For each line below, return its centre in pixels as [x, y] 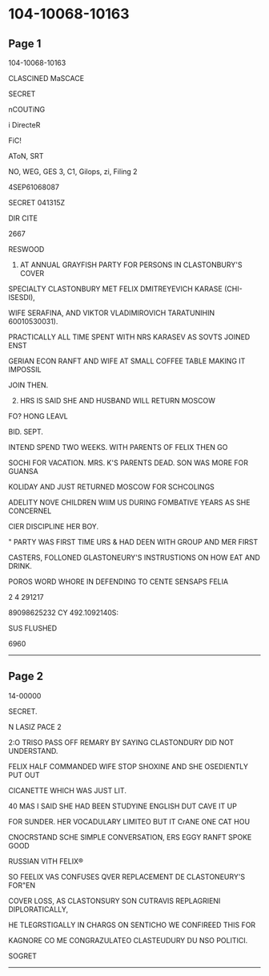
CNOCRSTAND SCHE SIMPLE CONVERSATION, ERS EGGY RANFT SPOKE [130, 837]
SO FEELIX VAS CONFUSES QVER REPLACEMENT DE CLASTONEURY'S [127, 877]
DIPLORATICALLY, [38, 909]
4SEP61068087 [34, 187]
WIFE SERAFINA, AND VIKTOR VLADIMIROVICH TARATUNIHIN [111, 313]
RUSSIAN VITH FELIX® [46, 861]
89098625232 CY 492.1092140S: [63, 613]
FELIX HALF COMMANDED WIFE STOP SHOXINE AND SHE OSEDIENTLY [128, 766]
